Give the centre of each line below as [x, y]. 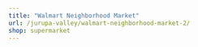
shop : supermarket [39, 30]
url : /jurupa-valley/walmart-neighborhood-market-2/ [99, 23]
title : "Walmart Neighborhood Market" [74, 16]
